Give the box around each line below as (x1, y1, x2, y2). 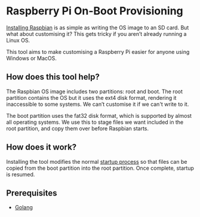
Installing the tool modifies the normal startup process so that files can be (6, 158, 187, 165)
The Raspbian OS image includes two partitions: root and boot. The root (6, 88, 183, 95)
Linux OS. (6, 36, 30, 44)
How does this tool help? (6, 72, 100, 82)
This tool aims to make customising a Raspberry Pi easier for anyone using (6, 48, 190, 55)
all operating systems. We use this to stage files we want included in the (6, 118, 184, 126)
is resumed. (6, 170, 35, 178)
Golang (14, 204, 33, 211)
